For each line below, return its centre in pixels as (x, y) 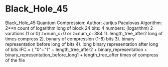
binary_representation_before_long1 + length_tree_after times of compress (82, 55)
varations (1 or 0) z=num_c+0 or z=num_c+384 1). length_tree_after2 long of (84, 33)
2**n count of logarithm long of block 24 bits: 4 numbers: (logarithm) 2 (79, 28)
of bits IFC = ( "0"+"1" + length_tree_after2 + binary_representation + (76, 49)
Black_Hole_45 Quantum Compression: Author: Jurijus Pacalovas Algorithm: (83, 23)
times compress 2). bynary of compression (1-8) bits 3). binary (70, 39)
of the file (15, 60)
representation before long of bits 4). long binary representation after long (82, 44)
